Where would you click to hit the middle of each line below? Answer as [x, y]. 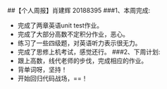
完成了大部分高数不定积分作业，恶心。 [73, 34]
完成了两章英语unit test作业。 [60, 25]
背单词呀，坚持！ [42, 70]
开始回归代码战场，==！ [52, 78]
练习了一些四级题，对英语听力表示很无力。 [79, 43]
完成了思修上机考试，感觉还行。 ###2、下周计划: [89, 52]
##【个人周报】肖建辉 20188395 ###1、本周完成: [79, 10]
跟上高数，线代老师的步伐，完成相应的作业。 [82, 61]
